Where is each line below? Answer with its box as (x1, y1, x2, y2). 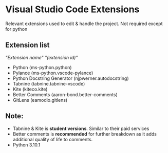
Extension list (5, 41, 50, 50)
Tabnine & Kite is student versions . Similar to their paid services (12, 125, 150, 132)
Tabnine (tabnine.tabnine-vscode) (12, 80, 85, 86)
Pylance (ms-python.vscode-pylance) (12, 70, 94, 76)
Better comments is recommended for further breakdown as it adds (12, 130, 157, 137)
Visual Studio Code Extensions (5, 4, 140, 15)
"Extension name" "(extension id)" (5, 54, 78, 60)
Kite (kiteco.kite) (12, 86, 48, 92)
